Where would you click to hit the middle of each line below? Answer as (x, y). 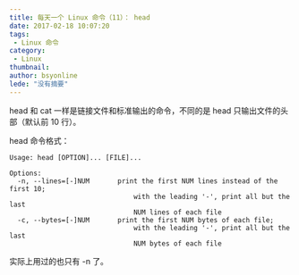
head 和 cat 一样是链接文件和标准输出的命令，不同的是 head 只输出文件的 (145, 110)
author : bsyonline (43, 76)
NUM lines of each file (177, 212)
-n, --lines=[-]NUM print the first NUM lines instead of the (148, 181)
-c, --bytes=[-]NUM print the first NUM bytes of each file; (146, 220)
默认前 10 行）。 (53, 121)
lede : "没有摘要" (39, 84)
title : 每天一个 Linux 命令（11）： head (80, 17)
